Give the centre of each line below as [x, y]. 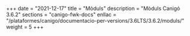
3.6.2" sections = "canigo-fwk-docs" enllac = [61, 15]
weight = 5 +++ [25, 27]
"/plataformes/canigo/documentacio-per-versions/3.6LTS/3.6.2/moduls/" [95, 21]
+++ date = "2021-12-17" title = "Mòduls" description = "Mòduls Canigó [93, 8]
